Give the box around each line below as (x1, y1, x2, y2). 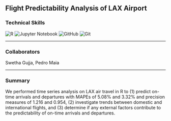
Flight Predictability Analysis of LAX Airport (5, 4, 148, 13)
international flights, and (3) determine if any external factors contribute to (5, 105, 161, 111)
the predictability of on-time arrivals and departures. (5, 110, 116, 116)
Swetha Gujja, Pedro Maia (5, 59, 60, 65)
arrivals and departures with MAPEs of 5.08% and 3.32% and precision (15, 94, 165, 100)
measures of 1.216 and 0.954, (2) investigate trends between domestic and (5, 99, 162, 105)
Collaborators (5, 48, 40, 55)
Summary (5, 77, 31, 84)
